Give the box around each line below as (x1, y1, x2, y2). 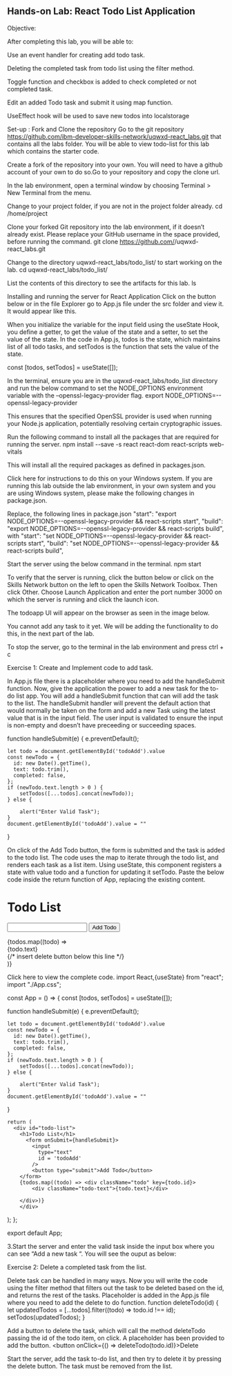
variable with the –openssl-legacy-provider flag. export (7, 391, 164, 400)
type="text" (37, 1149, 72, 1155)
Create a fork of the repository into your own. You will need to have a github (7, 160, 223, 169)
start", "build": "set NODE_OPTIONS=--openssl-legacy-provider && (28, 539, 220, 547)
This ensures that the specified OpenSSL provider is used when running (7, 411, 212, 420)
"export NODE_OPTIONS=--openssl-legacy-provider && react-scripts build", (7, 524, 224, 532)
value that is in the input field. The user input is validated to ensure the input (7, 714, 223, 722)
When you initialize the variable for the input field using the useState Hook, (7, 320, 220, 328)
